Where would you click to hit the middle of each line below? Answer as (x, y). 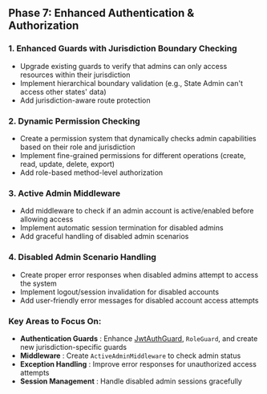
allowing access (47, 219)
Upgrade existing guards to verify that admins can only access (123, 66)
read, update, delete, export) (67, 164)
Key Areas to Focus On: (55, 321)
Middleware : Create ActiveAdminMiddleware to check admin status (130, 355)
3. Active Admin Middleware (65, 193)
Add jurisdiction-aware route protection (85, 100)
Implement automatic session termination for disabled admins (121, 228)
